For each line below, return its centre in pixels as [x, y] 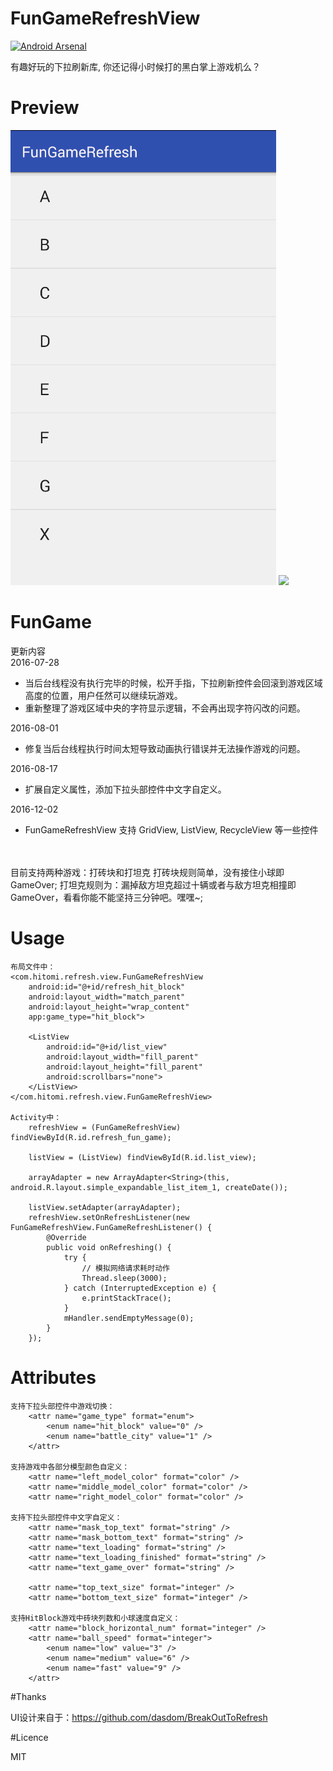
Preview [45, 108]
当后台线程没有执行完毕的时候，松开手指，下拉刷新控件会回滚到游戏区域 [173, 683]
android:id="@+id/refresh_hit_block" [107, 987]
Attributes [53, 1377]
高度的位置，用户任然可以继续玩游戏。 [103, 695]
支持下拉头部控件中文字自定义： [66, 1517]
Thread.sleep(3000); [124, 1278]
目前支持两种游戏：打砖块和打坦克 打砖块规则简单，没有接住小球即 [147, 872]
